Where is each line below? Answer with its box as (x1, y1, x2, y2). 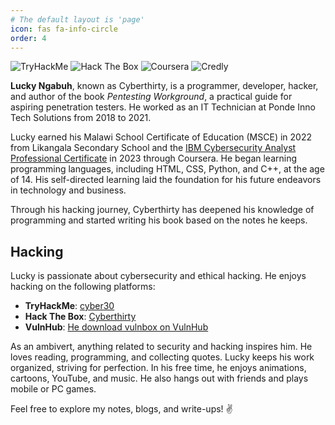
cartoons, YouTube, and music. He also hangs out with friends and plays (10, 372, 309, 385)
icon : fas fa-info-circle (10, 24, 118, 34)
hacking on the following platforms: (10, 281, 156, 293)
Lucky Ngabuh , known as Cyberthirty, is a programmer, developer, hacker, (10, 80, 319, 92)
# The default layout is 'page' (10, 14, 145, 25)
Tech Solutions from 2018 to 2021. (10, 112, 152, 124)
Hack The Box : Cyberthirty (24, 311, 137, 323)
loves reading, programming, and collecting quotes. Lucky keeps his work (10, 351, 315, 363)
